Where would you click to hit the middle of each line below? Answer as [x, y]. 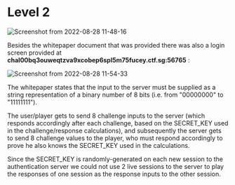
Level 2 [29, 12]
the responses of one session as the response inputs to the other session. [114, 174]
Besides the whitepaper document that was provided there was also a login [116, 45]
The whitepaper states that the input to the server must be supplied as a [112, 87]
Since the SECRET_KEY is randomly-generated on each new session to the [115, 159]
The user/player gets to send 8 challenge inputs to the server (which [106, 116]
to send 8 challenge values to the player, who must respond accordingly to [115, 138]
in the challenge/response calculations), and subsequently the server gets [115, 130]
